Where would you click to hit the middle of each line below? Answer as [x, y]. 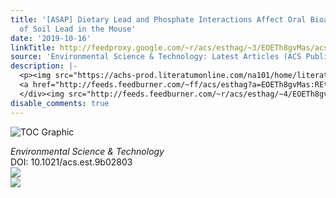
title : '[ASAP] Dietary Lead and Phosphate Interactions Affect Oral [158, 19]
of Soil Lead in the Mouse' [78, 29]
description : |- [44, 66]
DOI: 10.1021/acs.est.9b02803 [71, 162]
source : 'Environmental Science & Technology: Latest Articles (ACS [156, 57]
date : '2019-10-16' [51, 38]
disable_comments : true [60, 103]
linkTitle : [33, 47]
